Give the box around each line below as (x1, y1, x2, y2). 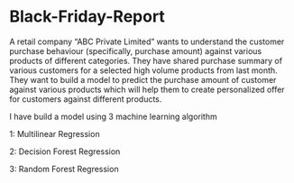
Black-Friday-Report (9, 6, 165, 27)
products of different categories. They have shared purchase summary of (9, 55, 282, 66)
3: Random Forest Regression (9, 163, 119, 174)
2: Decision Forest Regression (9, 146, 121, 157)
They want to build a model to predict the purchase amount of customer (9, 74, 277, 85)
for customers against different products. (9, 93, 162, 105)
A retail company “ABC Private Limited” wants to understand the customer (9, 36, 285, 47)
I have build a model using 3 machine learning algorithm (9, 111, 218, 122)
